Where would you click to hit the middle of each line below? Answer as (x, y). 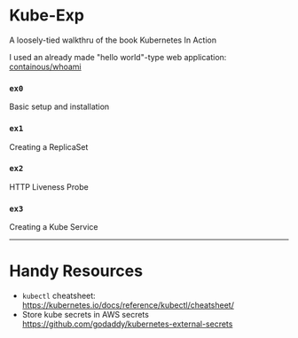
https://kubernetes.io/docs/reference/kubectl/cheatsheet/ (128, 305)
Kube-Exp (47, 16)
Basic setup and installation (59, 106)
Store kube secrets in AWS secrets (85, 315)
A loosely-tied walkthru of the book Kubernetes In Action (113, 40)
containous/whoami (45, 67)
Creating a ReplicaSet (49, 146)
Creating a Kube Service (54, 227)
